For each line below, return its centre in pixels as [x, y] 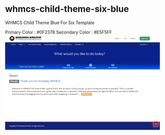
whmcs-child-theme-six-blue [67, 9]
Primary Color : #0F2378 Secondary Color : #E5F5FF [59, 32]
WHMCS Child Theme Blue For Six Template [50, 23]
